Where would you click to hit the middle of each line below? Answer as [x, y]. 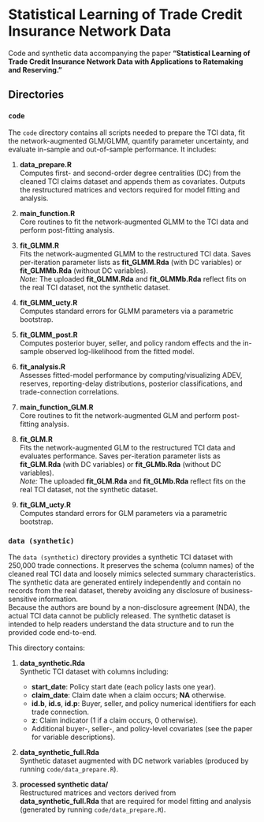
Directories [36, 95]
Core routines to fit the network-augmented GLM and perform [120, 415]
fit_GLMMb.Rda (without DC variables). [84, 271]
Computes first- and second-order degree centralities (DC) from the [130, 173]
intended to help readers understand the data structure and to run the [121, 624]
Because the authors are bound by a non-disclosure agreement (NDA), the [129, 607]
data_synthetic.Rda [52, 663]
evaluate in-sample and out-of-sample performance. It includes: [112, 149]
